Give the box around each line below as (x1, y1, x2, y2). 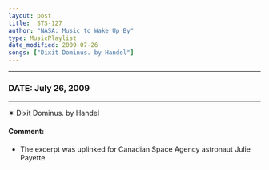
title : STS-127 (8, 19, 62, 27)
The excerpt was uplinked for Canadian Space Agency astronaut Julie (19, 144, 251, 154)
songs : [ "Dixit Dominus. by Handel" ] (8, 49, 134, 57)
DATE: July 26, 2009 (8, 82, 90, 93)
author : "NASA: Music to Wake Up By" (8, 26, 134, 34)
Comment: (8, 126, 45, 136)
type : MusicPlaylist (8, 34, 78, 42)
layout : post (8, 11, 52, 20)
